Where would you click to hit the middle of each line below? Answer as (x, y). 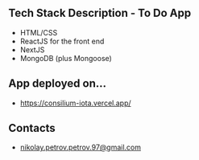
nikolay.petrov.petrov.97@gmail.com (81, 147)
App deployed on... (58, 84)
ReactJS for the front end (62, 41)
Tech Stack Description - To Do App (100, 13)
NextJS (32, 49)
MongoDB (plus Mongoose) (66, 58)
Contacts (32, 128)
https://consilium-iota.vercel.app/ (75, 103)
